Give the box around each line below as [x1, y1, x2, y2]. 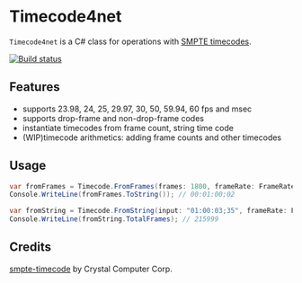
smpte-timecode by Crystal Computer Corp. [9, 263, 173, 274]
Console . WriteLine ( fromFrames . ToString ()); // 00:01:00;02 [9, 190, 235, 199]
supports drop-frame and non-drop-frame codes [22, 112, 205, 123]
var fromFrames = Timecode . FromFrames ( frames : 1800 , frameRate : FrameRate [9, 181, 296, 190]
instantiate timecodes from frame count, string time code [22, 122, 234, 133]
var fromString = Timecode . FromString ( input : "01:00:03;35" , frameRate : [9, 207, 288, 216]
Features [9, 79, 60, 95]
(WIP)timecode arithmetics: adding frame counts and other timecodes [22, 132, 281, 143]
